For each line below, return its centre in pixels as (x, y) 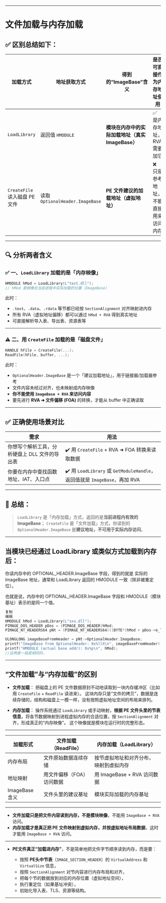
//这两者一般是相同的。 (26, 653)
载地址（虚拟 (121, 198)
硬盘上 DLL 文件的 (33, 454)
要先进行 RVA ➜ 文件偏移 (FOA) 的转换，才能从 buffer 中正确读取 (78, 400)
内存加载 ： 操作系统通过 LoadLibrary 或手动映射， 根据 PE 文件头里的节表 (86, 710)
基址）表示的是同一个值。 (31, 602)
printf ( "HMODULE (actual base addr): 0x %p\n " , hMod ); (62, 649)
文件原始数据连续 (63, 757)
